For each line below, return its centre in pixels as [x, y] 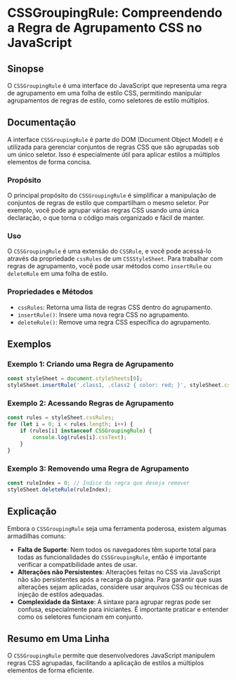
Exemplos [29, 345]
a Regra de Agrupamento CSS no [105, 28]
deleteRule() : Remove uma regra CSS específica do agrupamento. [114, 322]
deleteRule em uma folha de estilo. [58, 274]
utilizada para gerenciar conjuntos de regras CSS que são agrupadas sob [113, 147]
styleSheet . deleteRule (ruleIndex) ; [59, 490]
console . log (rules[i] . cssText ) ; [80, 438]
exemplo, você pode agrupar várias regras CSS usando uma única [103, 210]
